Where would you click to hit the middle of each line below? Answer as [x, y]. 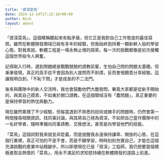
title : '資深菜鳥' [22, 10]
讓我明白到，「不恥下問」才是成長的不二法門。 [51, 79]
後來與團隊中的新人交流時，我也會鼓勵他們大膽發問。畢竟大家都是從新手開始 [82, 89]
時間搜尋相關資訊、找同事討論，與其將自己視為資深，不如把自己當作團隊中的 [82, 118]
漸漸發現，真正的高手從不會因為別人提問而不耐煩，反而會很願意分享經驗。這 [82, 73]
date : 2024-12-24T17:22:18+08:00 [39, 14]
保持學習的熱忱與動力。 [33, 101]
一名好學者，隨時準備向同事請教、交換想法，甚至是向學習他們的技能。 [76, 124]
